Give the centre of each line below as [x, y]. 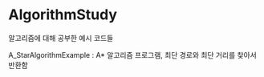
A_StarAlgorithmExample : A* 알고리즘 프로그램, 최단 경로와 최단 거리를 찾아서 [132, 55]
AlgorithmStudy [63, 15]
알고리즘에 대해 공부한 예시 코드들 [61, 38]
